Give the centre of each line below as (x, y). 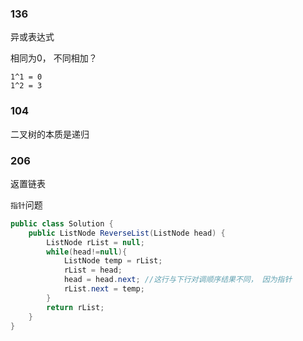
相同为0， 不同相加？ (54, 58)
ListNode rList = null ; (95, 242)
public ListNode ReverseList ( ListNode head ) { (127, 233)
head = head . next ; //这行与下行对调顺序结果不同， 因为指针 (178, 280)
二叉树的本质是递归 (50, 134)
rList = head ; (93, 270)
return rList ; (75, 307)
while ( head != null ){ (87, 252)
